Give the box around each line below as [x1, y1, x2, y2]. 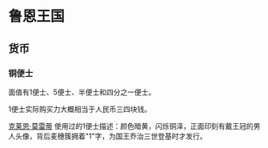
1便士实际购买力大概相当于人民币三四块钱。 [8, 104, 152, 114]
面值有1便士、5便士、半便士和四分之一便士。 [8, 87, 156, 97]
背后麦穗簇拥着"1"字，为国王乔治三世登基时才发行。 [35, 131, 207, 141]
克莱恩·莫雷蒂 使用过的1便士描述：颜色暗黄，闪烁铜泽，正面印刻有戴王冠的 [8, 121, 254, 130]
